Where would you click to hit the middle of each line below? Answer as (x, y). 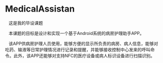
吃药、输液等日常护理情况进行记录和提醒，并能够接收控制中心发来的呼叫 (78, 49)
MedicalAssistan (40, 9)
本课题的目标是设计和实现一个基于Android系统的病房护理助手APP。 (76, 33)
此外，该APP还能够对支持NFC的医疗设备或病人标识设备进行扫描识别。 (84, 55)
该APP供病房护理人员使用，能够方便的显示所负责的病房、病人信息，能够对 (83, 43)
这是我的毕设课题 (26, 23)
